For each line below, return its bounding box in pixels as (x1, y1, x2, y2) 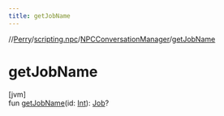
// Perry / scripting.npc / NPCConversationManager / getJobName (8, 34, 216, 44)
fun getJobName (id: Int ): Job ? (8, 98, 110, 108)
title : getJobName (8, 11, 71, 20)
